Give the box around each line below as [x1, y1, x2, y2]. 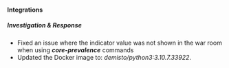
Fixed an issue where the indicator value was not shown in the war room [17, 38, 222, 47]
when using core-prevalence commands [17, 45, 134, 54]
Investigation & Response [7, 21, 83, 30]
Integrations [7, 5, 43, 14]
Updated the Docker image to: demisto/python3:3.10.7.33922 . [17, 53, 191, 61]
